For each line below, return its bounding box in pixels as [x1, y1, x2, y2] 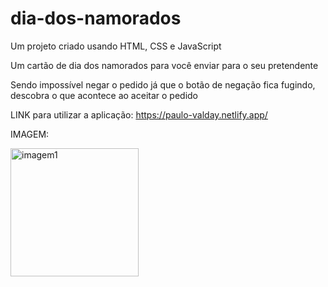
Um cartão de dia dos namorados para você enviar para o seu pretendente [10, 59, 319, 71]
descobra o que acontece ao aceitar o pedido [10, 89, 198, 101]
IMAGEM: [10, 128, 50, 140]
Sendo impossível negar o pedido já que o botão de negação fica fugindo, [10, 78, 316, 91]
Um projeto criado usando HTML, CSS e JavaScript [10, 40, 222, 52]
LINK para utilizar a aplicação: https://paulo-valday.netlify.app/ [10, 108, 268, 121]
